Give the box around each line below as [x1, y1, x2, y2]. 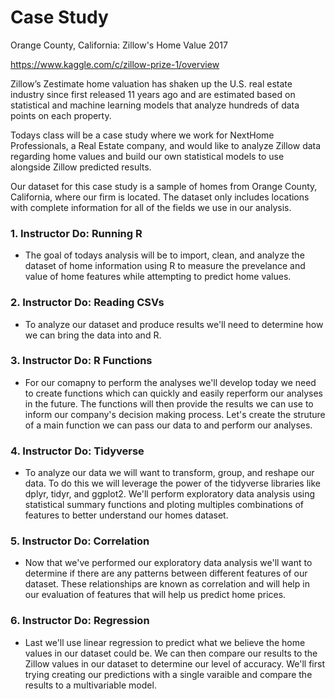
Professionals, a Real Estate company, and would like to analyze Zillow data [10, 139, 322, 151]
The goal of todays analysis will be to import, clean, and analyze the [24, 249, 305, 261]
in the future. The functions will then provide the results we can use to [24, 397, 314, 410]
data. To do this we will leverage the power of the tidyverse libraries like [24, 477, 321, 490]
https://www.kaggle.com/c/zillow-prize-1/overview [10, 58, 220, 70]
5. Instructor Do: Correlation [10, 534, 150, 548]
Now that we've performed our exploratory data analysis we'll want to [24, 557, 313, 569]
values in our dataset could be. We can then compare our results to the [24, 647, 318, 659]
